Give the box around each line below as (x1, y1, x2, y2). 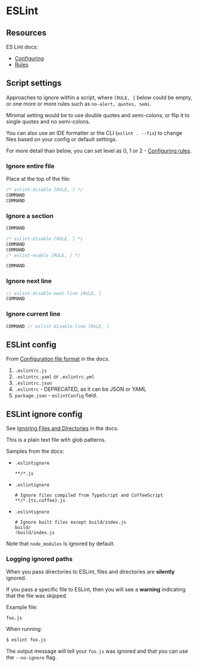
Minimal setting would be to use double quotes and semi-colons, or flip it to (6, 111, 190, 119)
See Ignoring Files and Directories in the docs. (6, 425, 119, 432)
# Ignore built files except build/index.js (14, 519, 126, 526)
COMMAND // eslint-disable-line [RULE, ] (6, 323, 110, 329)
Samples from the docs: (6, 448, 64, 455)
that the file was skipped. (6, 592, 68, 600)
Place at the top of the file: (6, 176, 71, 183)
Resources (6, 28, 47, 38)
